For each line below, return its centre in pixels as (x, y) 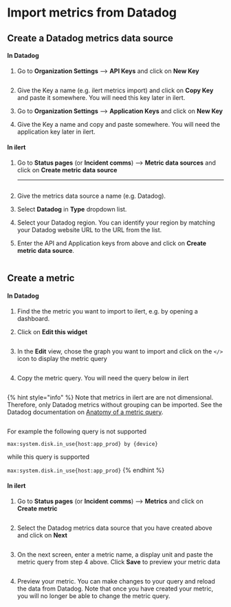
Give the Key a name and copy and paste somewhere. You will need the (119, 124)
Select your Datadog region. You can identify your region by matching (116, 223)
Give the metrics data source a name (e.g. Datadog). (91, 196)
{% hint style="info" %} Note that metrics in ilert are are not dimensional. (110, 397)
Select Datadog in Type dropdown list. (72, 209)
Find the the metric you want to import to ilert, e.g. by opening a (107, 311)
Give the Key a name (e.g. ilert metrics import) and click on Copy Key (115, 90)
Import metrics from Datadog (92, 13)
